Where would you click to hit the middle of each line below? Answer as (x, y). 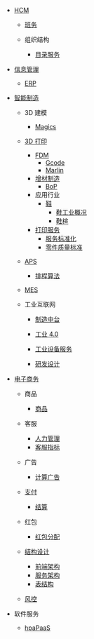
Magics (46, 127)
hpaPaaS (38, 628)
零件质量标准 (64, 247)
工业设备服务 (53, 349)
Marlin (55, 170)
